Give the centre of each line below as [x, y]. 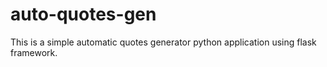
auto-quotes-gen [83, 14]
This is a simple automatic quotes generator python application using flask [163, 42]
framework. [34, 52]
